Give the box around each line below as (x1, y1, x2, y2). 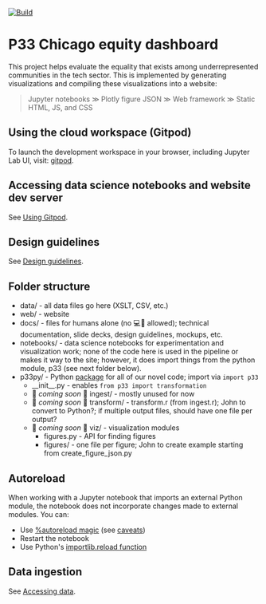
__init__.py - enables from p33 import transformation (31, 381, 207, 390)
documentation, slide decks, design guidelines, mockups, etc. (19, 330, 223, 339)
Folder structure (8, 279, 91, 293)
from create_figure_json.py (43, 448, 133, 458)
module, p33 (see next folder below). (19, 364, 142, 373)
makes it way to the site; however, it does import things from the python (19, 355, 256, 365)
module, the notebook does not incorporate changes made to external (8, 501, 239, 511)
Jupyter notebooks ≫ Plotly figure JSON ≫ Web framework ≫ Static (27, 94, 256, 104)
